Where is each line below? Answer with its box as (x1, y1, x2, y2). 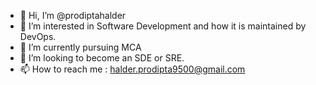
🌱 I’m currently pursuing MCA (19, 41, 142, 53)
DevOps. (19, 31, 57, 42)
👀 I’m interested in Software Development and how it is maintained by (19, 20, 307, 32)
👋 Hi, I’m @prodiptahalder (19, 10, 127, 21)
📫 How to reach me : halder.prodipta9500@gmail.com (19, 63, 246, 75)
